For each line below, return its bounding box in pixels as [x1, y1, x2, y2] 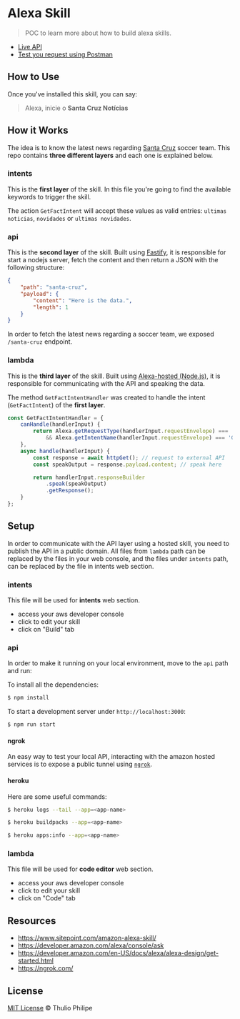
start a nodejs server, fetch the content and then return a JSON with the [7, 256, 219, 264]
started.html [17, 956, 54, 965]
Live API [17, 42, 43, 51]
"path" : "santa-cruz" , [20, 284, 88, 291]
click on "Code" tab [17, 894, 76, 903]
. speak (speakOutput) [45, 480, 107, 487]
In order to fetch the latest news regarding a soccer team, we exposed [7, 330, 214, 339]
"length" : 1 [33, 304, 69, 311]
